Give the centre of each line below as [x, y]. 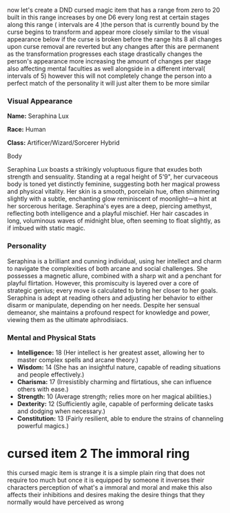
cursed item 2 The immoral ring [98, 454]
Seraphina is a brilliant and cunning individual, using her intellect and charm [114, 261]
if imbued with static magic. [46, 228]
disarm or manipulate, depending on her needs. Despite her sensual [103, 305]
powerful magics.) [43, 425]
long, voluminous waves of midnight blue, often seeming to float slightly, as [114, 221]
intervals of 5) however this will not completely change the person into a [109, 76]
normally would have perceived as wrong [65, 502]
